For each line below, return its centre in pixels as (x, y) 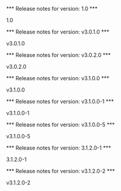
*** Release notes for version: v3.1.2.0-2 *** (60, 171)
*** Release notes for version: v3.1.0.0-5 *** (60, 125)
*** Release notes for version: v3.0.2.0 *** (58, 55)
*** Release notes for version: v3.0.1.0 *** (58, 32)
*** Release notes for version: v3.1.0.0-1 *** (60, 101)
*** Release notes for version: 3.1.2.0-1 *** (59, 148)
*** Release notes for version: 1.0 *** (52, 9)
